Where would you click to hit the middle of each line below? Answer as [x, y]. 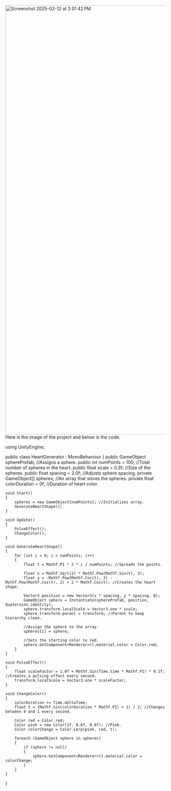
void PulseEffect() [26, 663]
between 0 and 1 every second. [38, 712]
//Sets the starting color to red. [61, 640]
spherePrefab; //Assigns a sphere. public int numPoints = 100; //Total [78, 462]
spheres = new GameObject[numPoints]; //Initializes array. [79, 502]
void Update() [20, 520]
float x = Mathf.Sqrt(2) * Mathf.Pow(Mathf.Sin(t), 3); [84, 574]
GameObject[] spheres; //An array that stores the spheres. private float [80, 479]
